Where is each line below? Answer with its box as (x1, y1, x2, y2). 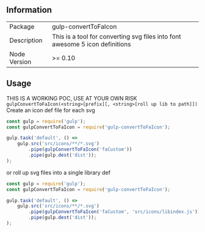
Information (6, 5, 52, 15)
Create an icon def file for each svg (6, 107, 96, 114)
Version (9, 58, 32, 66)
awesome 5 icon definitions (51, 40, 131, 48)
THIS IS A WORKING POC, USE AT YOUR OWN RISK (6, 94, 137, 102)
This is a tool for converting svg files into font (51, 32, 181, 40)
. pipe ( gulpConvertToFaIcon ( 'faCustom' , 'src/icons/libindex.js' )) (28, 209, 201, 215)
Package (9, 22, 35, 31)
